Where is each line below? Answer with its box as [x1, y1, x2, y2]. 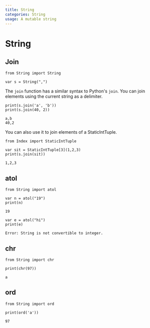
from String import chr [5, 257, 55, 262]
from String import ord [5, 301, 55, 306]
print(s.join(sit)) [5, 152, 46, 157]
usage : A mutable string [5, 16, 57, 21]
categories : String [5, 12, 46, 17]
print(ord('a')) [5, 310, 39, 315]
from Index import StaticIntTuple [5, 139, 77, 144]
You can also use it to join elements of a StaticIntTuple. [5, 129, 117, 135]
